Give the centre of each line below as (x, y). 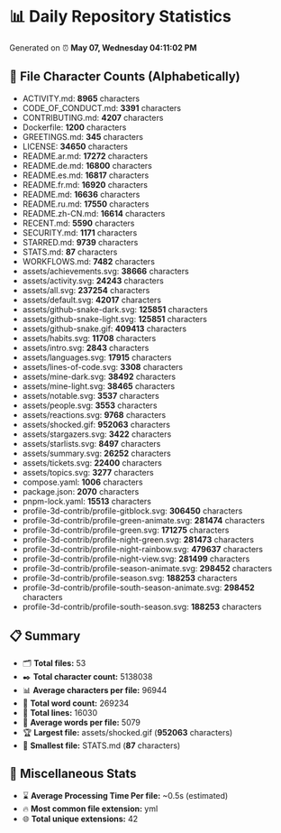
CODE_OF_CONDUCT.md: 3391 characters (102, 107)
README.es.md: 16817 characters (86, 175)
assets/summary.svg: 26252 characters (96, 453)
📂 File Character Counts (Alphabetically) (125, 77)
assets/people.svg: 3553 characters (90, 405)
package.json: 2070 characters (81, 491)
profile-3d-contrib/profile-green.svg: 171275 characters (126, 530)
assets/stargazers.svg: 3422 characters (97, 434)
